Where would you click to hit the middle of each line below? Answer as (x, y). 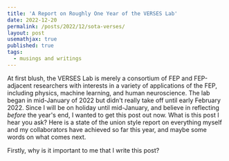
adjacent (20, 85)
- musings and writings (47, 59)
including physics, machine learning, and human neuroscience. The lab (109, 93)
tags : (15, 53)
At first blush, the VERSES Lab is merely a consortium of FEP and (100, 78)
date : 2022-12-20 (32, 20)
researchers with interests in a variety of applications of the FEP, (126, 85)
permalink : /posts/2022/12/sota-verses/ (66, 26)
